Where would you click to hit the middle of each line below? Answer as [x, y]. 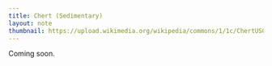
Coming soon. [32, 54]
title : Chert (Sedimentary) [56, 16]
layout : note [30, 23]
